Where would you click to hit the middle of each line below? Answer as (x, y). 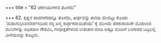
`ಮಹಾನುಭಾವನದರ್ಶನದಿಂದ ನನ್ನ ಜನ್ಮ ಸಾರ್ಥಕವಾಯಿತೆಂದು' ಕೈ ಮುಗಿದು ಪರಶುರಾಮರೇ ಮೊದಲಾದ (78, 23)
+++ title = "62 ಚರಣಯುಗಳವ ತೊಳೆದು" (41, 7)
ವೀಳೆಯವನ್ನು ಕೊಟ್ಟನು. (22, 35)
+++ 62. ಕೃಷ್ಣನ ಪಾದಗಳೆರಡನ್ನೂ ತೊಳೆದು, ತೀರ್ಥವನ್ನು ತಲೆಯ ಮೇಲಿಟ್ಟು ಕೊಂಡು (67, 18)
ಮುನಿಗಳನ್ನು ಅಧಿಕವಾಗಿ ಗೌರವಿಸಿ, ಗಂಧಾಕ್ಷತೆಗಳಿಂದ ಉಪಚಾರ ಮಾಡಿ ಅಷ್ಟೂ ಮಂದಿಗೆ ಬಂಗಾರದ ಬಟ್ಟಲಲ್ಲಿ (81, 29)
